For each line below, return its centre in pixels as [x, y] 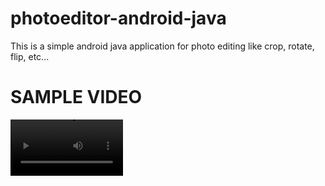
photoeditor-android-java [118, 18]
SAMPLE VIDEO [76, 97]
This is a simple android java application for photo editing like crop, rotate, [162, 46]
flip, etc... [30, 56]
